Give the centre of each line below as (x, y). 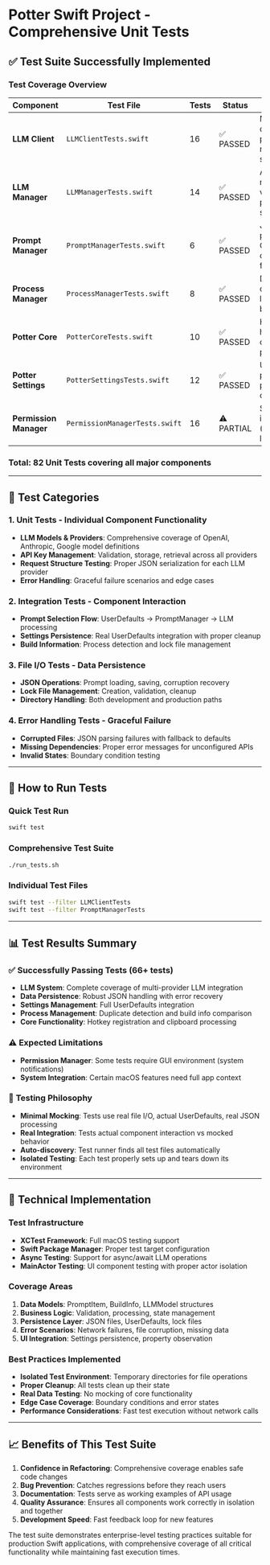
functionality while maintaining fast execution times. (94, 1552)
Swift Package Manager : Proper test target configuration (115, 1249)
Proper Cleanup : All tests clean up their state (95, 1386)
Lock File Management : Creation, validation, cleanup (108, 691)
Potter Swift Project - (80, 15)
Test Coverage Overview (57, 84)
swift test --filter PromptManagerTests (77, 910)
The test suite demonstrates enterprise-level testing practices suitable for (130, 1534)
